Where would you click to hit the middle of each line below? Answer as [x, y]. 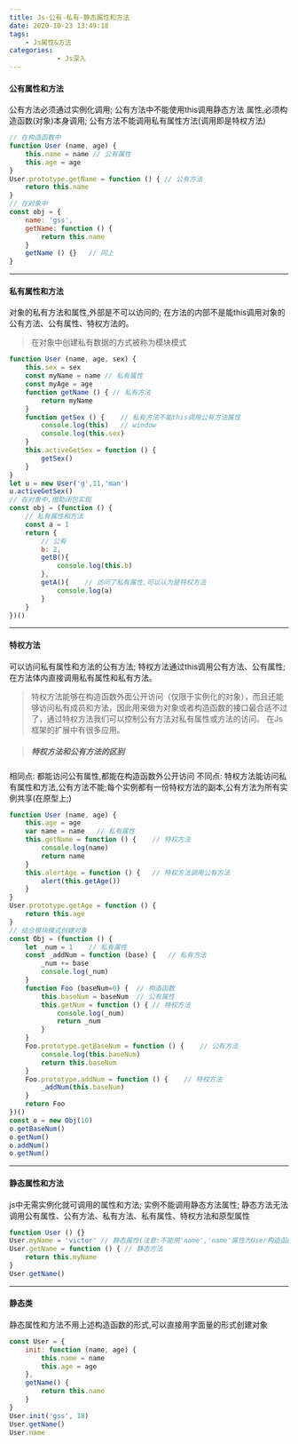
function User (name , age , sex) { [73, 359]
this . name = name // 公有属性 [78, 154]
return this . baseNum [79, 1063]
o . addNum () [29, 1145]
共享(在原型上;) [44, 798]
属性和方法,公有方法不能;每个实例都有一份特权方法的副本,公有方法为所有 [149, 786]
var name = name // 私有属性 [80, 832]
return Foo [45, 1104]
